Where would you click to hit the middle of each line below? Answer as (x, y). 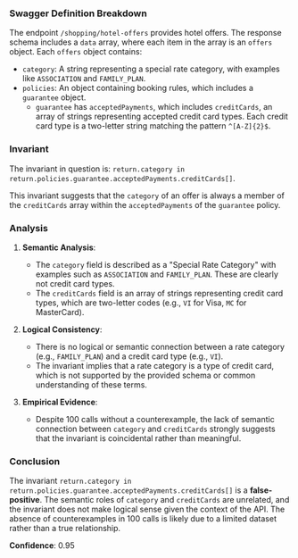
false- (261, 490)
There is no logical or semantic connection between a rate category (160, 346)
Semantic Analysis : (59, 247)
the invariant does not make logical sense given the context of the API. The (147, 509)
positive (25, 500)
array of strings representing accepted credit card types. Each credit (161, 117)
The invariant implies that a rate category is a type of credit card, (155, 365)
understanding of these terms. (91, 384)
